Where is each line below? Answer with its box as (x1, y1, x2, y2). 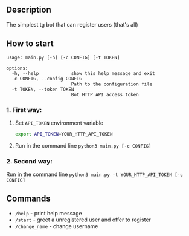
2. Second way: (6, 157, 53, 165)
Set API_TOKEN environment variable (14, 119, 104, 126)
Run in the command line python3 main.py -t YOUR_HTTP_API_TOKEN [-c (6, 171, 183, 178)
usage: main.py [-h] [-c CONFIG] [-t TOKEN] (6, 54, 120, 61)
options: (6, 65, 28, 71)
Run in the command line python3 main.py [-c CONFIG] (14, 142, 152, 149)
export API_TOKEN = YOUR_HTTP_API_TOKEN (14, 131, 113, 137)
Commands (6, 194, 51, 204)
